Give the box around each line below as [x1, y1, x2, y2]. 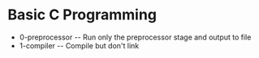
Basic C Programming [7, 6, 158, 24]
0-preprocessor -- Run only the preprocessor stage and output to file [19, 32, 252, 42]
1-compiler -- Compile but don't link [19, 40, 140, 50]
